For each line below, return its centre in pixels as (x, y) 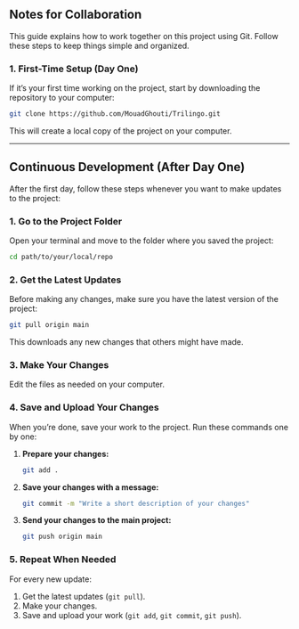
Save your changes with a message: (90, 487)
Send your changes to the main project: (97, 520)
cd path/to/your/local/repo (61, 257)
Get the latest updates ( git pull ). (84, 596)
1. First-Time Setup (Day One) (74, 69)
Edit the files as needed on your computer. (87, 384)
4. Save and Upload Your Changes (85, 407)
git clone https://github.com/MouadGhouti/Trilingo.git (115, 114)
